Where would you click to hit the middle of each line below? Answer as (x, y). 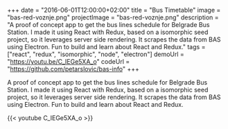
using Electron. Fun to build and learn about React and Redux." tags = (106, 47)
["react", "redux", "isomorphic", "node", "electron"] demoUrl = (96, 54)
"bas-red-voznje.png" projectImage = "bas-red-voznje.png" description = (113, 17)
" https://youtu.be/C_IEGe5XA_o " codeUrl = (69, 61)
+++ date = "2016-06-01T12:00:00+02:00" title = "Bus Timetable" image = (114, 10)
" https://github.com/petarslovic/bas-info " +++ (73, 69)
